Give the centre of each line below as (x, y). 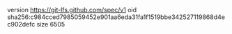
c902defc (21, 24)
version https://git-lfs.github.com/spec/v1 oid (72, 10)
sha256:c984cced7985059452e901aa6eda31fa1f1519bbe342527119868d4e (116, 17)
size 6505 (51, 24)
